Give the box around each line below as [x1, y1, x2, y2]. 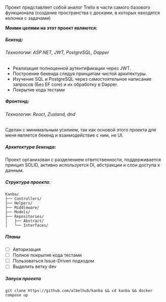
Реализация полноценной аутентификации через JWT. [12, 65, 131, 71]
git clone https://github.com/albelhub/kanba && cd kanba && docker [5, 288, 153, 293]
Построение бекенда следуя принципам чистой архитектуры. [12, 71, 147, 77]
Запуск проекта [5, 275, 41, 281]
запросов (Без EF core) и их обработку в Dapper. [12, 81, 118, 87]
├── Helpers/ [5, 200, 33, 206]
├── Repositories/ [5, 214, 44, 219]
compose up [5, 293, 28, 298]
